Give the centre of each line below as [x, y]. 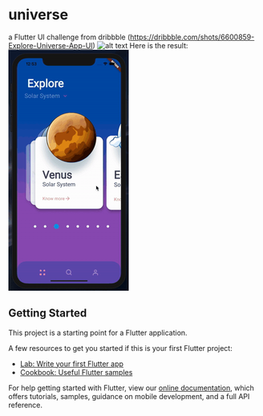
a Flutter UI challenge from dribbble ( [69, 37]
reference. [25, 405]
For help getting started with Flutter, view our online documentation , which [131, 388]
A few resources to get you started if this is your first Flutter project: [120, 348]
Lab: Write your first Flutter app [72, 364]
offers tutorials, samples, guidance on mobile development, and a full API [129, 396]
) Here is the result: [140, 45]
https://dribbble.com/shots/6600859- [192, 37]
